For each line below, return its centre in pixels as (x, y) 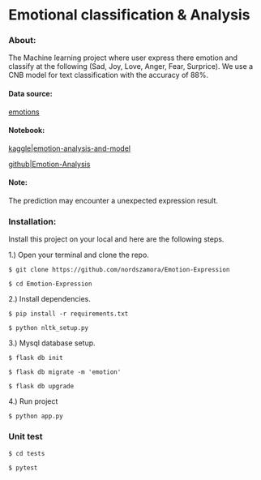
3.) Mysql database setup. (52, 343)
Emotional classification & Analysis (129, 15)
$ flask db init (36, 358)
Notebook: (27, 131)
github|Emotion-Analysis (49, 164)
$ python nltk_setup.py (49, 328)
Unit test (26, 437)
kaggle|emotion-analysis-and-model (70, 148)
